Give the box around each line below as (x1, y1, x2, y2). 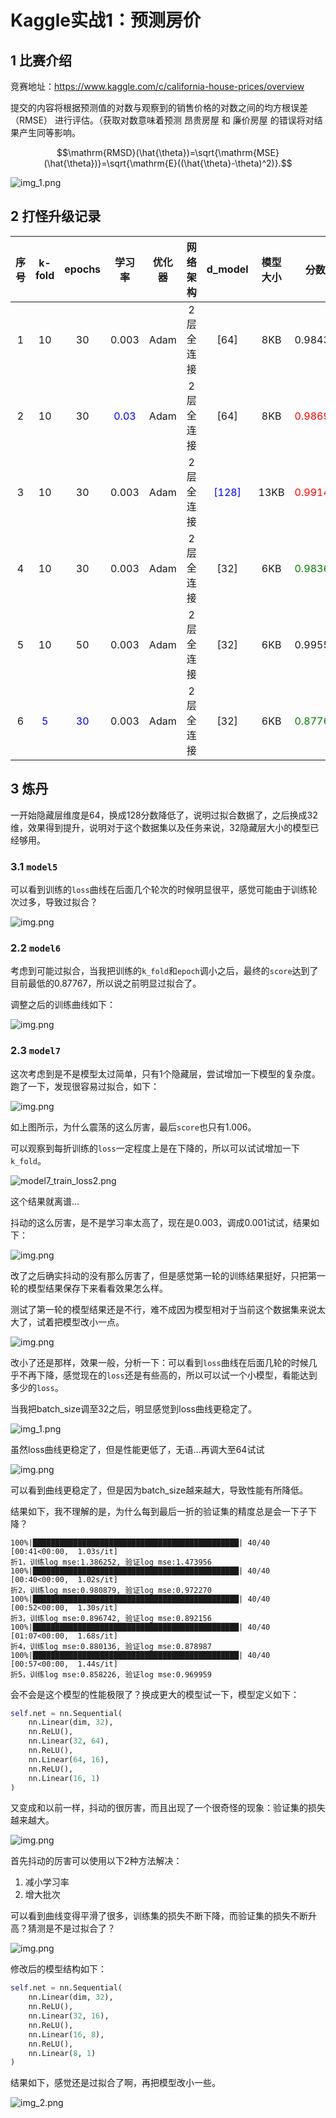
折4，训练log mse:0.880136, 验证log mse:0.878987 (10, 1641, 212, 1651)
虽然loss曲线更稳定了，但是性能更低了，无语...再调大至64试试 (10, 1443, 265, 1455)
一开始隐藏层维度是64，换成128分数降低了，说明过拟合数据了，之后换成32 (10, 809, 318, 821)
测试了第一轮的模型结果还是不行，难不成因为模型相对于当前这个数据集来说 (10, 1303, 317, 1315)
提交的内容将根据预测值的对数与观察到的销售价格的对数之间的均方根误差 (10, 102, 308, 113)
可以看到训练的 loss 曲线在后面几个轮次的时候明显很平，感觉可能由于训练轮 (10, 883, 318, 895)
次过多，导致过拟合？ (10, 896, 98, 908)
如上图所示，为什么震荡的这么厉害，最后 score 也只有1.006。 (10, 1121, 257, 1133)
